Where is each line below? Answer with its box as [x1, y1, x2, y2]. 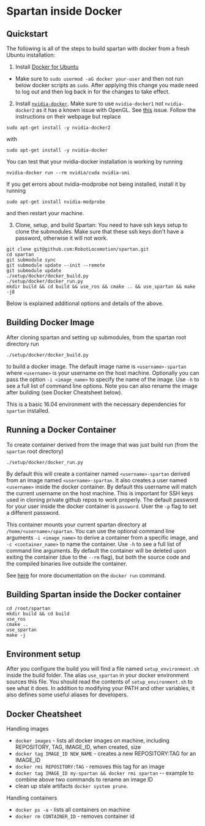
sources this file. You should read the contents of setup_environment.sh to [6, 678, 193, 685]
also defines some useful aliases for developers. [6, 691, 129, 698]
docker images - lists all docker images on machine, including [15, 737, 170, 744]
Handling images [6, 725, 49, 732]
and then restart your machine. [6, 210, 84, 216]
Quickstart [6, 29, 48, 39]
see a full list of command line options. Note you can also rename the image [6, 382, 198, 389]
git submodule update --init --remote [6, 262, 105, 268]
